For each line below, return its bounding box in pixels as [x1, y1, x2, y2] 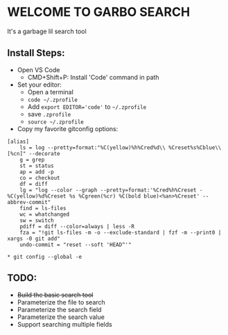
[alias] [7, 138, 30, 145]
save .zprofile [27, 110, 71, 118]
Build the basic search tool [17, 291, 94, 299]
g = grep [19, 156, 45, 163]
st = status [19, 162, 54, 169]
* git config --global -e [7, 253, 82, 260]
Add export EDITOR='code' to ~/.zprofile [27, 102, 147, 111]
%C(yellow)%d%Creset [7, 192, 67, 200]
